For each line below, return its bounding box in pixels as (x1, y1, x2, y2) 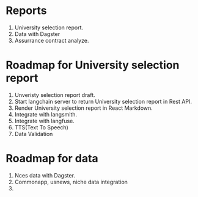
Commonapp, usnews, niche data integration (14, 178, 128, 185)
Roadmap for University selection (5, 59, 180, 72)
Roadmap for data (5, 152, 98, 165)
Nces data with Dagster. (14, 171, 76, 179)
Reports (5, 4, 47, 18)
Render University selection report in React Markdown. (14, 104, 153, 112)
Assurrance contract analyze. (14, 37, 89, 44)
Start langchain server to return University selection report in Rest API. (14, 98, 192, 105)
